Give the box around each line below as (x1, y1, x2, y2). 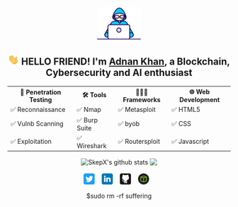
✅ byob (118, 120, 140, 128)
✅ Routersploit (118, 138, 161, 146)
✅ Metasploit (118, 106, 156, 114)
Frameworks (123, 95, 161, 103)
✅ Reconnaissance (10, 106, 66, 114)
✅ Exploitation (10, 138, 52, 146)
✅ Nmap (76, 106, 101, 114)
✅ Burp (76, 116, 98, 124)
